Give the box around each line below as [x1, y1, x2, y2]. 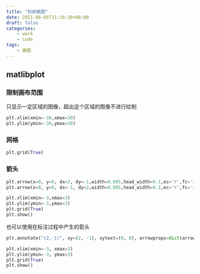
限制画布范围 [6, 89, 43, 97]
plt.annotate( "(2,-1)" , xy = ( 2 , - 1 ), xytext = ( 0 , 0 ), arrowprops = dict [6, 235, 180, 241]
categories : [6, 25, 36, 32]
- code [17, 36, 33, 42]
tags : [6, 42, 20, 48]
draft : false [6, 20, 39, 26]
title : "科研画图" [6, 8, 49, 15]
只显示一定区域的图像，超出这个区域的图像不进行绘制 [6, 103, 137, 110]
